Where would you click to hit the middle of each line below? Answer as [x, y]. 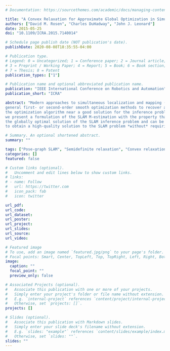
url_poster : [18, 219]
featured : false [22, 159]
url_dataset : [19, 215]
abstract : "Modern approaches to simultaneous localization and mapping [83, 103]
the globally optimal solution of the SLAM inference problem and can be [85, 122]
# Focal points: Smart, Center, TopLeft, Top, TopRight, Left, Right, [81, 257]
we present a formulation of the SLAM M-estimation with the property [81, 117]
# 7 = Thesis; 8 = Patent [32, 70]
